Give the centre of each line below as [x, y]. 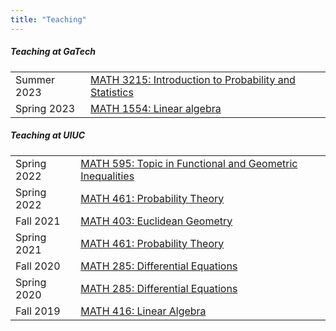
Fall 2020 [38, 266]
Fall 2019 [38, 311]
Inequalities [107, 176]
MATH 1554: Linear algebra [156, 108]
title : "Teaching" [48, 19]
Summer [35, 79]
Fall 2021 [38, 221]
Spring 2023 [45, 108]
